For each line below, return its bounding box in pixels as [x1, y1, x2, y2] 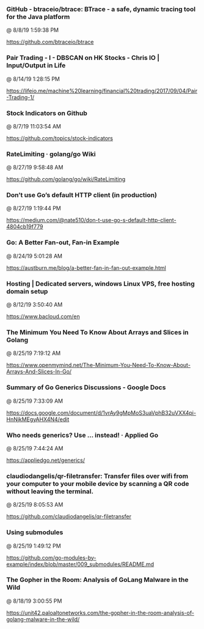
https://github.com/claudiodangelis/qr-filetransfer [6, 513, 131, 520]
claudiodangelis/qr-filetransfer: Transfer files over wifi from [6, 472, 189, 480]
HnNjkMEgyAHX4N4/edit [6, 415, 70, 423]
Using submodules [6, 528, 64, 537]
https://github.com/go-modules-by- [6, 554, 97, 561]
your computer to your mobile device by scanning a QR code [6, 479, 189, 488]
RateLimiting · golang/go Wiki [6, 149, 96, 158]
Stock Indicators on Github [6, 109, 87, 117]
